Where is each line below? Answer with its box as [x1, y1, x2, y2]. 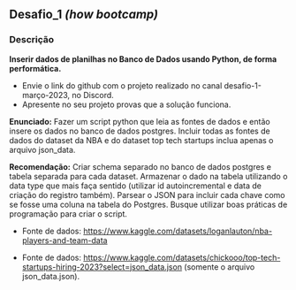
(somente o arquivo [184, 261, 255, 272]
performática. [9, 63, 62, 73]
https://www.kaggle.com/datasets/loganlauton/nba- [83, 225, 272, 236]
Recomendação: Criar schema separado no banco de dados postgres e [9, 161, 272, 172]
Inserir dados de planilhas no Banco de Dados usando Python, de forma [9, 53, 277, 65]
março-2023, [21, 89, 71, 100]
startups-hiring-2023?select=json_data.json [21, 261, 183, 272]
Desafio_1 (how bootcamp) [9, 7, 159, 22]
